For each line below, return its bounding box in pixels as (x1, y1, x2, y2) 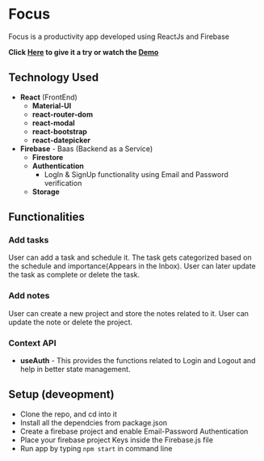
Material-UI (31, 100, 72, 110)
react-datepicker (31, 135, 91, 145)
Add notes (8, 290, 50, 302)
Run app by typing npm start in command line (19, 443, 173, 453)
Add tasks (8, 235, 49, 246)
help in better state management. (19, 365, 131, 374)
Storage (31, 187, 61, 197)
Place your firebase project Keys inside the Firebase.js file (19, 434, 214, 445)
